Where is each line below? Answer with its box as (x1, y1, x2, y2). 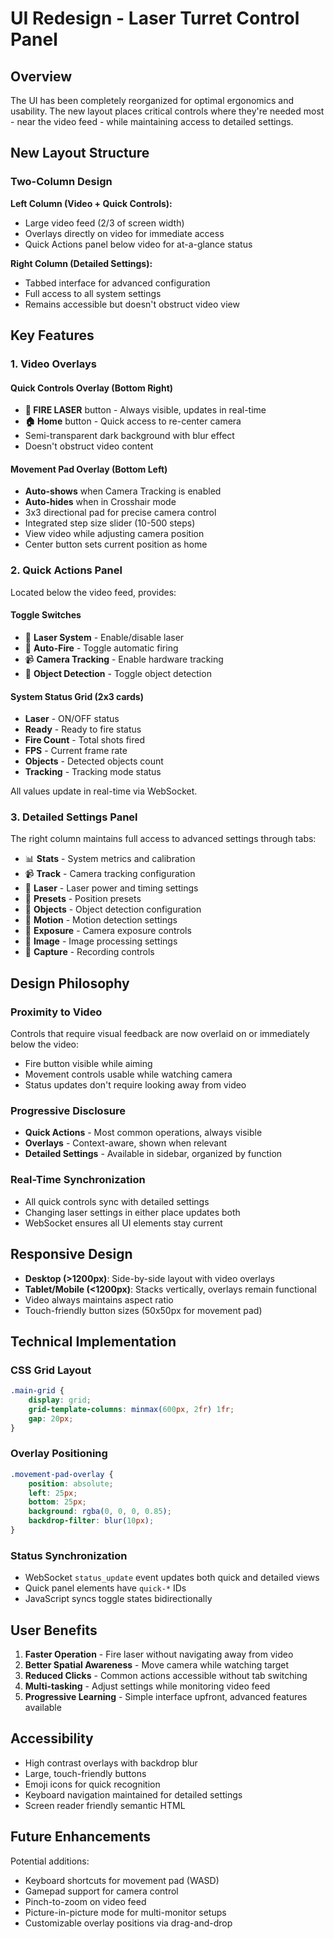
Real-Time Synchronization (10, 1173, 146, 1187)
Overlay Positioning (10, 1447, 108, 1461)
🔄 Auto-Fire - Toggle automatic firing (24, 642, 179, 654)
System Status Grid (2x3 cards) (10, 690, 144, 702)
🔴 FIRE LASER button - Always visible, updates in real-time (24, 404, 267, 416)
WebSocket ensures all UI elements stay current (24, 1217, 223, 1229)
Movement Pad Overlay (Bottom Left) (10, 463, 168, 475)
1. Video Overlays (10, 357, 97, 371)
